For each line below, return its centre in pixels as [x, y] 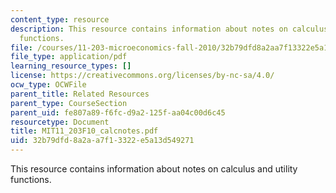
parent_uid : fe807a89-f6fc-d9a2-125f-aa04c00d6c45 [118, 112]
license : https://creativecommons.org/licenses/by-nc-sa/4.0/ [142, 76]
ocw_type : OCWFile [48, 85]
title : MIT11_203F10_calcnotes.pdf [84, 131]
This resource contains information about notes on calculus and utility [154, 169]
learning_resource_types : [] [71, 66]
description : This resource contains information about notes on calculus [169, 29]
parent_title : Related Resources [80, 94]
